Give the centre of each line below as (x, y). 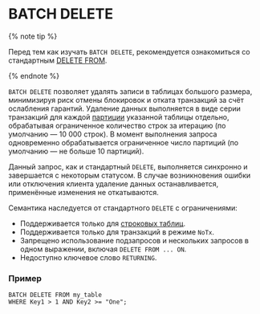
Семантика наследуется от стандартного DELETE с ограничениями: (123, 208)
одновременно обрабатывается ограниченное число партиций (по (124, 142)
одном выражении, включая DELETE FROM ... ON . (103, 249)
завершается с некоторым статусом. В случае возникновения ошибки (130, 175)
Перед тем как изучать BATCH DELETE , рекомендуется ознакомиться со (129, 51)
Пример (25, 278)
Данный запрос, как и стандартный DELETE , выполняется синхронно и (128, 166)
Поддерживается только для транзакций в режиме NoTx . (117, 232)
